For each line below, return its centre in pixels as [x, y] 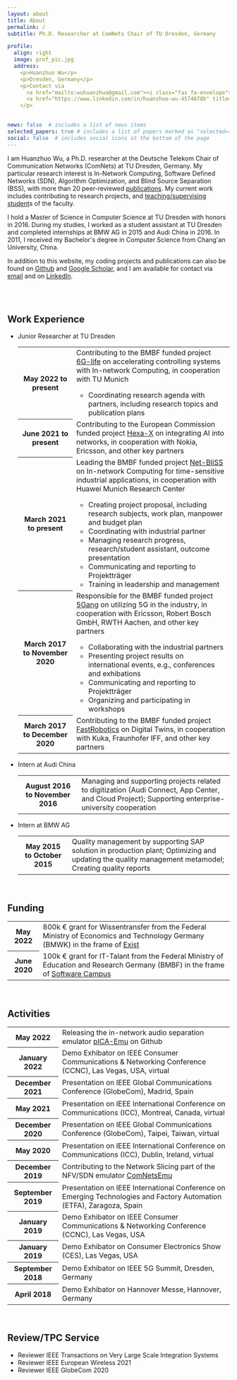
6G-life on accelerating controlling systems [148, 361]
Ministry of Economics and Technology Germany [123, 936]
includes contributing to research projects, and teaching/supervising [107, 196]
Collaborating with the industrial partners [156, 647]
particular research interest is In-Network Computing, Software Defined [111, 173]
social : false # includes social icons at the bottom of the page [109, 138]
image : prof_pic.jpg [44, 60]
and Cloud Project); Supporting [133, 799]
